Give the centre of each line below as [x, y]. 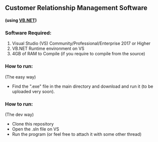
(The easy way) [21, 77]
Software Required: [28, 32]
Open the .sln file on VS [36, 129]
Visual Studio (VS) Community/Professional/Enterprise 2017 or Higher [81, 44]
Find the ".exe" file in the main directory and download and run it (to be [83, 86]
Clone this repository [33, 124]
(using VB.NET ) [21, 20]
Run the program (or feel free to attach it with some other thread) [77, 134]
